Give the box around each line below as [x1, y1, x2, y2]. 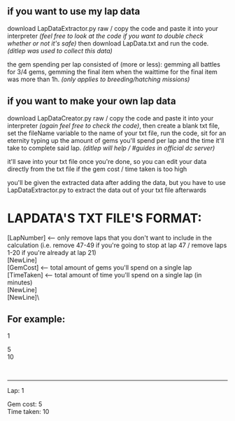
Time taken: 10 [7, 408, 50, 416]
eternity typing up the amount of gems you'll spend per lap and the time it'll [7, 136, 225, 144]
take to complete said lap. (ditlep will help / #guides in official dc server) [7, 144, 215, 152]
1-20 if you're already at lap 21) [7, 248, 97, 256]
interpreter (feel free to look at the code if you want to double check [7, 32, 204, 40]
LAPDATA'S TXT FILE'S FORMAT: [7, 210, 202, 226]
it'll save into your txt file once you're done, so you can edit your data [7, 157, 207, 165]
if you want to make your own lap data [7, 95, 176, 107]
